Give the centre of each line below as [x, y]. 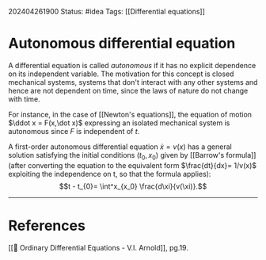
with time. [25, 99]
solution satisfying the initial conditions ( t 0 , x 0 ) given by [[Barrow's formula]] [132, 156]
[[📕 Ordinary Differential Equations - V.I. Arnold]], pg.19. [98, 247]
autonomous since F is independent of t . [74, 131]
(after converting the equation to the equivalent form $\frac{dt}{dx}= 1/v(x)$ [133, 165]
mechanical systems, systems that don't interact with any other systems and [133, 82]
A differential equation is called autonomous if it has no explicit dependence [132, 65]
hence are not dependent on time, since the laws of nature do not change [128, 90]
